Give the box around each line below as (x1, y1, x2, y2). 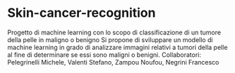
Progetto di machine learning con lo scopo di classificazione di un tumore (7, 28, 221, 36)
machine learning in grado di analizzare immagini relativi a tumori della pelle (7, 43, 228, 51)
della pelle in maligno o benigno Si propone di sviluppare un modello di (7, 35, 213, 44)
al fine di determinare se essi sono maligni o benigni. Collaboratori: (7, 51, 202, 59)
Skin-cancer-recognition (7, 5, 156, 21)
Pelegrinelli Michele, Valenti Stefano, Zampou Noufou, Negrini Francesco (7, 58, 219, 66)
